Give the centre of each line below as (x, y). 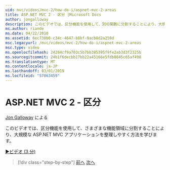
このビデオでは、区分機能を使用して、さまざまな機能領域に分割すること (80, 128)
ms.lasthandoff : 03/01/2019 (35, 71)
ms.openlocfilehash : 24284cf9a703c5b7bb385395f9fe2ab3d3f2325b (73, 52)
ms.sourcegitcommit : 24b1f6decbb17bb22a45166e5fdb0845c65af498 (73, 57)
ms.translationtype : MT (30, 62)
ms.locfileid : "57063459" (32, 76)
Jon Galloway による (27, 117)
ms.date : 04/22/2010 (27, 33)
